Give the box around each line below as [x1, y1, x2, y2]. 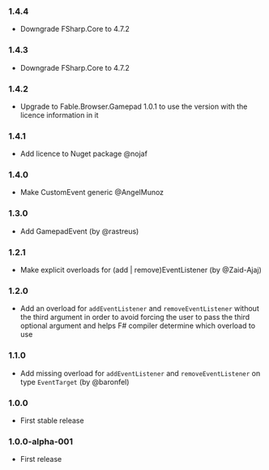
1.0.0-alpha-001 [8, 436, 73, 447]
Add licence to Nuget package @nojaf [19, 149, 148, 159]
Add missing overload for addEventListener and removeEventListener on [19, 368, 261, 378]
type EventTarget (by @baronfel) [19, 377, 130, 386]
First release [19, 455, 62, 464]
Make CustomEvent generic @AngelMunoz [19, 188, 164, 197]
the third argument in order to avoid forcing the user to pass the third [19, 313, 250, 322]
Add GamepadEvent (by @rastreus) [19, 226, 139, 236]
